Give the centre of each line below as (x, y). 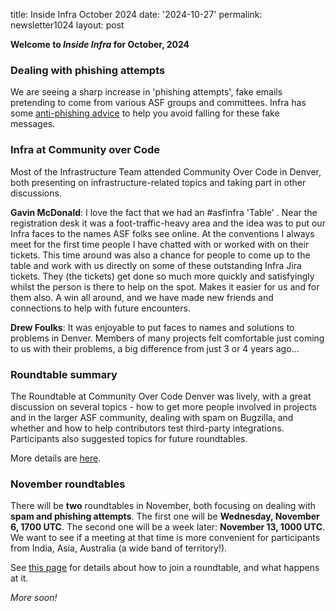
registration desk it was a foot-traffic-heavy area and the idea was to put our (168, 223)
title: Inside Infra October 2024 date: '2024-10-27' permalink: (136, 14)
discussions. (36, 193)
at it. (19, 578)
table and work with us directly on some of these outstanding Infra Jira (156, 265)
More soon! (34, 598)
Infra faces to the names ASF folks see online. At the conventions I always (162, 233)
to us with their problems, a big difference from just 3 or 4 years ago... (155, 348)
